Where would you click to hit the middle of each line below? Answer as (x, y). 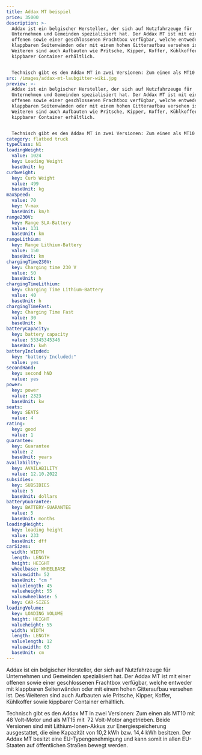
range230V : (20, 217)
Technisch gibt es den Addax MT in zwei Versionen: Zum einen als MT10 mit (101, 713)
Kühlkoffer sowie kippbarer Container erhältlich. (66, 702)
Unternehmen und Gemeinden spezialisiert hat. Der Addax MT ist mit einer (99, 676)
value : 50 (24, 273)
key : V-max (25, 206)
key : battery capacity (40, 335)
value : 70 (24, 201)
